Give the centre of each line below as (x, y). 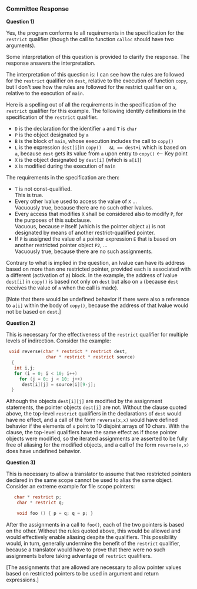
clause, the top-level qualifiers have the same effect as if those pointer (92, 432)
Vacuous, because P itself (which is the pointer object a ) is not (90, 227)
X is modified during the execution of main (65, 166)
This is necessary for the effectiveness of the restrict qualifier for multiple (97, 335)
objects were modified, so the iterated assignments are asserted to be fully (97, 439)
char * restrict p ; (38, 497)
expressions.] (23, 580)
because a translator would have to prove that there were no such (86, 550)
